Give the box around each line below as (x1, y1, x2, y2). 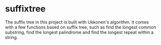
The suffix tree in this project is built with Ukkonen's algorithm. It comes (5, 19, 149, 25)
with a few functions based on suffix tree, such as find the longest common (5, 24, 157, 30)
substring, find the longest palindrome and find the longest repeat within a (5, 29, 154, 35)
